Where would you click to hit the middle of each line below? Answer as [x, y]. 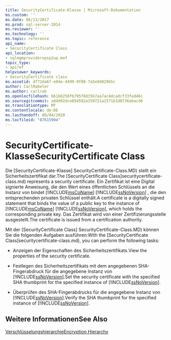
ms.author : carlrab [26, 91]
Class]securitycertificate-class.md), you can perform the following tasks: [82, 240]
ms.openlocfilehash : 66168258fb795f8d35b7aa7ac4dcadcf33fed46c [74, 96]
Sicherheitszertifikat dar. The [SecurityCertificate [56, 176]
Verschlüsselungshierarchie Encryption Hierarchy [57, 331]
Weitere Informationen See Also [56, 319]
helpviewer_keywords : [28, 72]
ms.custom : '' [20, 15]
